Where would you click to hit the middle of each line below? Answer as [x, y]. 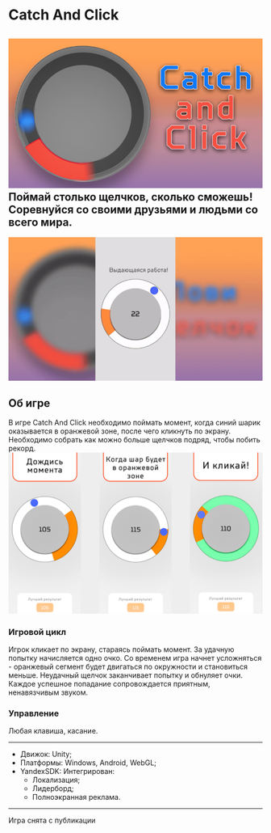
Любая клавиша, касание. [53, 731]
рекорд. [22, 448]
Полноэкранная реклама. [76, 797]
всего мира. [40, 222]
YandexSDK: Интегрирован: [67, 772]
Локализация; [56, 780]
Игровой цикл [38, 632]
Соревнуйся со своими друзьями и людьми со [133, 209]
